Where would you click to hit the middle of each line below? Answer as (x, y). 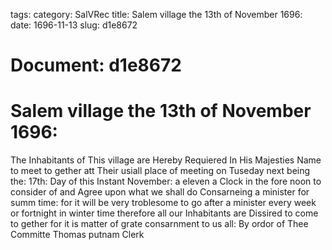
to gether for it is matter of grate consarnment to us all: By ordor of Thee (159, 224)
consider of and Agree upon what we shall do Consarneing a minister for (160, 192)
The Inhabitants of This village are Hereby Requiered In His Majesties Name (166, 160)
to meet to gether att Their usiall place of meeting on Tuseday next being (160, 171)
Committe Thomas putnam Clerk (77, 235)
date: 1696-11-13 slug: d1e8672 (74, 25)
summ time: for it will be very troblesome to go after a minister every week (163, 203)
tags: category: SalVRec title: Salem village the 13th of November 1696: (156, 14)
